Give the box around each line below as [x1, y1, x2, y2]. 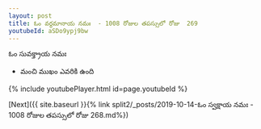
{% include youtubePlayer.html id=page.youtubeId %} [8, 84, 188, 94]
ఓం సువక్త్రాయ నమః [8, 49, 67, 59]
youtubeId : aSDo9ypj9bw [8, 27, 89, 35]
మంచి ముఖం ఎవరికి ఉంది [19, 66, 95, 77]
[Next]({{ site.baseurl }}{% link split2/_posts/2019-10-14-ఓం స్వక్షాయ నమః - [8, 100, 254, 110]
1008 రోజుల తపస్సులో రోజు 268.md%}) [8, 110, 129, 120]
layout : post [8, 11, 53, 20]
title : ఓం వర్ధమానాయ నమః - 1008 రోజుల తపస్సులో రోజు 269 [8, 19, 198, 27]
